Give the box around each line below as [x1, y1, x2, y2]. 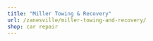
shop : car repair [7, 23, 59, 30]
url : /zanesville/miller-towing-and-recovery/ [7, 17, 147, 24]
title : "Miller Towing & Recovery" [7, 10, 112, 17]
